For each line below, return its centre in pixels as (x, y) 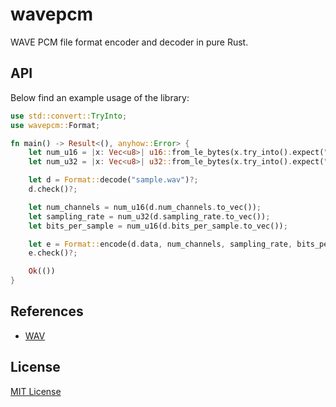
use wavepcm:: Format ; (55, 125)
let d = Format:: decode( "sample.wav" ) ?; (113, 180)
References (47, 311)
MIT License (36, 391)
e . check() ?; (53, 253)
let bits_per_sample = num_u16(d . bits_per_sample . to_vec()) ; (158, 226)
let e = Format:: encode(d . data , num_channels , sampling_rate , (160, 244)
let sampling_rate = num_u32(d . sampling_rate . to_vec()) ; (149, 216)
